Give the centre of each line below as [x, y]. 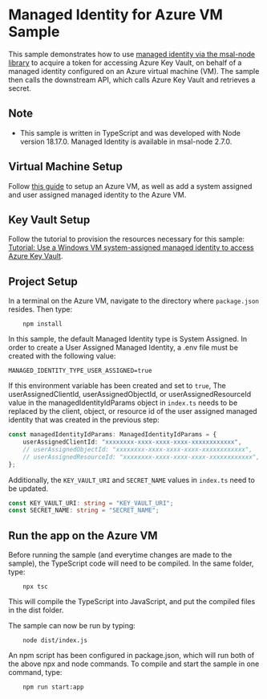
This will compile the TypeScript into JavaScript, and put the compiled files [132, 602]
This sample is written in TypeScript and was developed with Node [130, 133]
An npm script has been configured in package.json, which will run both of [131, 656]
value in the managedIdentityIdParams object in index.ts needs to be [123, 403]
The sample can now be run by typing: [72, 626]
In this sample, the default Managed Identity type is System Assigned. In [127, 339]
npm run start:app [53, 687]
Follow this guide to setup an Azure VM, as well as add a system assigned [130, 186]
